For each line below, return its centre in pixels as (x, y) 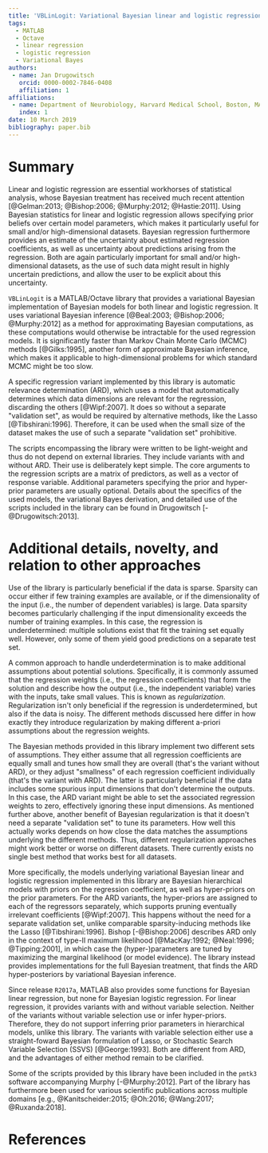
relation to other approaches (104, 565)
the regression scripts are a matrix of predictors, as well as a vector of (124, 474)
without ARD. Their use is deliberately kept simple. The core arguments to (129, 465)
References (47, 1139)
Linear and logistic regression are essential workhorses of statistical (120, 189)
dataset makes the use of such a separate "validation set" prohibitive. (122, 432)
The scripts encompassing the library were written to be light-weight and (128, 448)
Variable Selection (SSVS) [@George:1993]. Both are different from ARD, (127, 1049)
